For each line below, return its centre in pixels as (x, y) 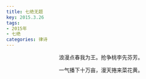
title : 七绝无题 (25, 12)
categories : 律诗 (27, 39)
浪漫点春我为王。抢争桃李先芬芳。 (101, 57)
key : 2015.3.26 (25, 17)
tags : (13, 23)
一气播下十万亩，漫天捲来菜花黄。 (101, 70)
